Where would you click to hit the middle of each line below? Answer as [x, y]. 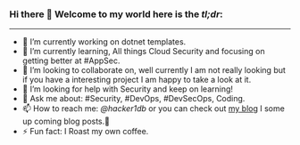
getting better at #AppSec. [71, 60]
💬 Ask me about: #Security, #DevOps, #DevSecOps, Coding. [133, 99]
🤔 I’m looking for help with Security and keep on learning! [128, 89]
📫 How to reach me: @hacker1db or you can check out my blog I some [154, 109]
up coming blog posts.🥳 [66, 121]
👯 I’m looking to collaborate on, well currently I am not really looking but [154, 70]
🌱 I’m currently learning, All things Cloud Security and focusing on [143, 52]
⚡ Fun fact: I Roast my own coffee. [85, 132]
